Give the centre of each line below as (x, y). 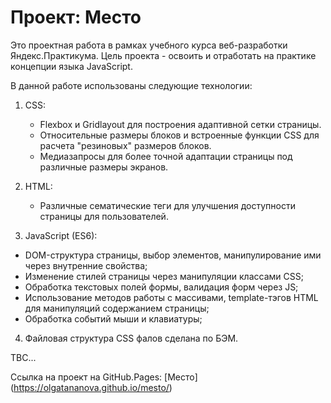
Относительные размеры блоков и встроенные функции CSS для (179, 135)
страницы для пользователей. (104, 216)
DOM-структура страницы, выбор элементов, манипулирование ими (173, 255)
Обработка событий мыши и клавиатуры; (113, 318)
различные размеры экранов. (104, 167)
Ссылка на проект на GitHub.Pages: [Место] (104, 377)
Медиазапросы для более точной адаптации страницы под (166, 156)
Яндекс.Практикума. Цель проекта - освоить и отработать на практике (163, 55)
